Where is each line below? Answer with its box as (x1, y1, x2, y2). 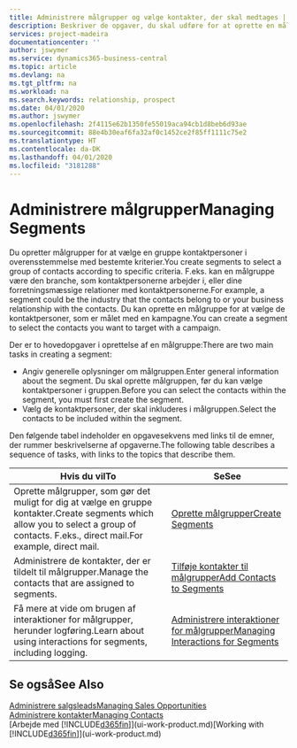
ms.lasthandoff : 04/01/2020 (9, 152, 113, 162)
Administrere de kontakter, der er (13, 555, 151, 567)
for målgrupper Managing (171, 625, 276, 637)
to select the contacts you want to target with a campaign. (9, 322, 221, 333)
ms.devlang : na (9, 71, 65, 80)
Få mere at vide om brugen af (13, 603, 136, 615)
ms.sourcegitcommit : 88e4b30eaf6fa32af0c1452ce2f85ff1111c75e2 (9, 128, 247, 137)
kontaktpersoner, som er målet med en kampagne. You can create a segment (9, 313, 288, 324)
